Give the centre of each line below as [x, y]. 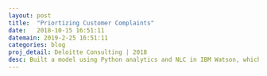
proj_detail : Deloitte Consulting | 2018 [78, 52]
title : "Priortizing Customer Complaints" [81, 23]
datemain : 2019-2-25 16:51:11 [58, 38]
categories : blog [37, 45]
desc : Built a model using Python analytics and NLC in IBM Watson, [124, 60]
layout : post [30, 15]
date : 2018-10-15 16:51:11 [56, 30]
